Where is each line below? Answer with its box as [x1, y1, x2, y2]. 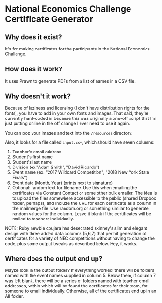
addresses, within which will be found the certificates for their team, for [5, 283, 148, 289]
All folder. [5, 293, 24, 299]
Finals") [12, 174, 28, 180]
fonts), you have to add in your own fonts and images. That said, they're [5, 110, 149, 116]
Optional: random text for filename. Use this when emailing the [12, 185, 137, 190]
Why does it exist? [5, 33, 62, 41]
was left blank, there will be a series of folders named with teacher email [5, 278, 150, 284]
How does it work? [5, 65, 63, 73]
